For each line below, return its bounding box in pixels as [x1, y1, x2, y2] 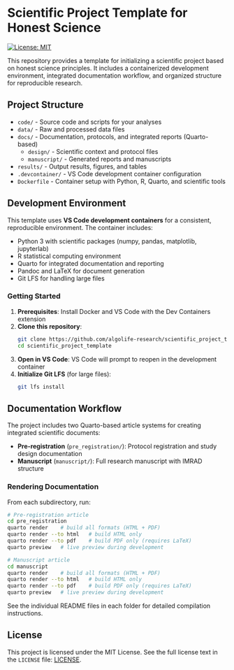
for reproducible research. [7, 78, 82, 87]
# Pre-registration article [7, 511, 89, 518]
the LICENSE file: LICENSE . [7, 655, 82, 664]
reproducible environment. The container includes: [7, 223, 154, 231]
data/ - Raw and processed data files [17, 124, 125, 134]
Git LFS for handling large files [17, 274, 105, 283]
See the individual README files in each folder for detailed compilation [7, 601, 211, 610]
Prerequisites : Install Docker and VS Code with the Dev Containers [17, 307, 211, 315]
